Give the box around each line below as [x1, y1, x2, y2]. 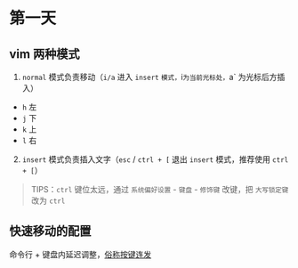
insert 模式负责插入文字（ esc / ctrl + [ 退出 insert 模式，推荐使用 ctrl [21, 154, 289, 165]
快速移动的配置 [9, 223, 92, 239]
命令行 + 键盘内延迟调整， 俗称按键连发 [9, 248, 152, 259]
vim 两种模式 [9, 46, 80, 61]
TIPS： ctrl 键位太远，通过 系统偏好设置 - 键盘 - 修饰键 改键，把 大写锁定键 [30, 184, 289, 194]
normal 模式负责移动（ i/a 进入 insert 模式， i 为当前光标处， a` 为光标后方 [21, 72, 278, 82]
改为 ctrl [30, 195, 66, 206]
